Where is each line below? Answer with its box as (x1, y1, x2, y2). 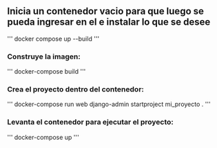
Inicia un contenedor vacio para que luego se (7, 6, 205, 17)
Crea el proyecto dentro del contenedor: (7, 85, 145, 94)
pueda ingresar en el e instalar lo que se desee (7, 17, 211, 28)
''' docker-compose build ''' (7, 67, 86, 76)
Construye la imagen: (7, 52, 81, 61)
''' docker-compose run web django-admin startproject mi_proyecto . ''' (7, 100, 211, 109)
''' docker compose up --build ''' (7, 34, 100, 43)
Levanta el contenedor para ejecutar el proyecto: (7, 117, 174, 127)
